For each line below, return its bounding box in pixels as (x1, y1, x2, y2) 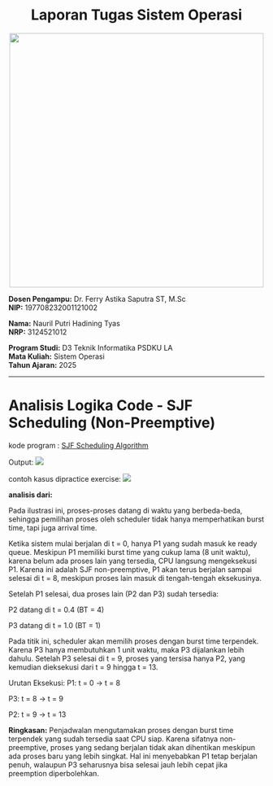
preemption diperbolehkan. (8, 768, 100, 778)
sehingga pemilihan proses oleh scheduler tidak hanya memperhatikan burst (8, 514, 265, 524)
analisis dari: (8, 490, 53, 500)
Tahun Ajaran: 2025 (8, 360, 77, 369)
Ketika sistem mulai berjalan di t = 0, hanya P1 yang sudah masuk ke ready (8, 539, 258, 548)
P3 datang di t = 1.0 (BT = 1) (8, 620, 102, 630)
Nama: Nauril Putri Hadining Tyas (8, 318, 120, 328)
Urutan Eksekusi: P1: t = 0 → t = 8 (8, 678, 120, 688)
